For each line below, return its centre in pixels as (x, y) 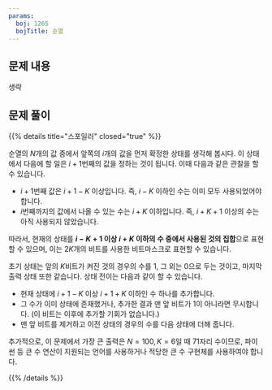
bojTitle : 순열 (39, 31)
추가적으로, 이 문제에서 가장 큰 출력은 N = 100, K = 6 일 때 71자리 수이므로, (126, 341)
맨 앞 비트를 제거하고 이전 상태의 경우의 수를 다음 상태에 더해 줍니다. (127, 324)
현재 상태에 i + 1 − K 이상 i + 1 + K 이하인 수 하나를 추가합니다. (117, 294)
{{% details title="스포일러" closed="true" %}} (85, 136)
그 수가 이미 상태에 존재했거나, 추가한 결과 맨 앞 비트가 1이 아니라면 (125, 304)
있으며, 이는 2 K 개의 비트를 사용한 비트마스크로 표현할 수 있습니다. (128, 249)
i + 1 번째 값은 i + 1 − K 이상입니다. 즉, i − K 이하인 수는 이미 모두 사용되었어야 (141, 191)
